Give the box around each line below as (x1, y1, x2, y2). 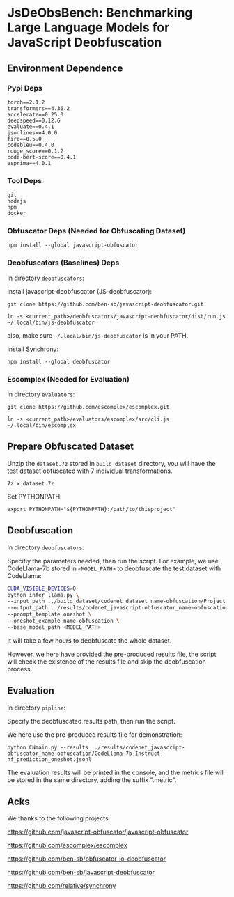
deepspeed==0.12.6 (7, 117, 61, 124)
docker (7, 210, 26, 217)
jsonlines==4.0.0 (7, 129, 58, 136)
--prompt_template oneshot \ (7, 611, 92, 618)
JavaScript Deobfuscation (7, 35, 162, 50)
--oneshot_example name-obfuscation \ (7, 618, 120, 625)
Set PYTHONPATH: (7, 492, 62, 501)
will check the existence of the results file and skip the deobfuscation (7, 657, 207, 666)
